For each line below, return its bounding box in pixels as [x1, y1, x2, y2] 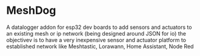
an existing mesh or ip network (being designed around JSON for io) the [6, 30, 187, 37]
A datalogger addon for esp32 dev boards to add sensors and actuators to [6, 23, 192, 31]
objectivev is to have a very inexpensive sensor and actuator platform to [6, 36, 187, 43]
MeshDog [6, 4, 56, 17]
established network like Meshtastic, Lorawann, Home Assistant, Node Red [6, 43, 194, 50]
